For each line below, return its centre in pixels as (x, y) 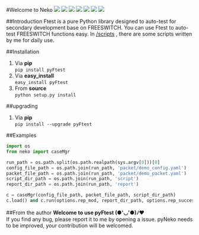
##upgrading (22, 106)
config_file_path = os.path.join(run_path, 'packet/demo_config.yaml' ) (96, 168)
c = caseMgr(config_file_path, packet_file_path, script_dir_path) (91, 195)
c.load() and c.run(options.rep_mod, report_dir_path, (75, 201)
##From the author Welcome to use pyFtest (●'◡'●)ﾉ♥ (76, 213)
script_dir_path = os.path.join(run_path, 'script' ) (73, 179)
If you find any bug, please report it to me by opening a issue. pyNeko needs (99, 219)
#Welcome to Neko (30, 10)
